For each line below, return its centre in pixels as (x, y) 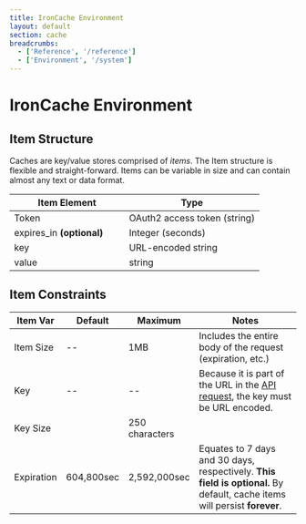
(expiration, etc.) (235, 358)
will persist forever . (240, 505)
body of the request (241, 347)
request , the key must (245, 396)
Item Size (34, 347)
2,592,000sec (159, 477)
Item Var (36, 320)
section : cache (38, 35)
